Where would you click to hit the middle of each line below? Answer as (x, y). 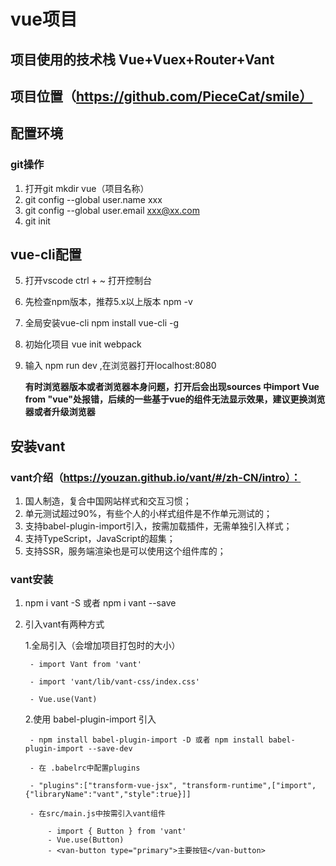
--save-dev (110, 749)
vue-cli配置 (46, 255)
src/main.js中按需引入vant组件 (106, 814)
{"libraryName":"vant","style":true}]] (108, 795)
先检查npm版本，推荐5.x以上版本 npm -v (108, 302)
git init (37, 221)
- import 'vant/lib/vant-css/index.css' (115, 682)
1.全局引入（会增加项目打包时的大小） (102, 646)
